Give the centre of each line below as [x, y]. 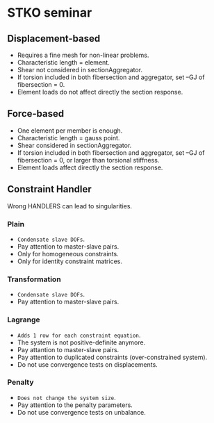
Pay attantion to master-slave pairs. [68, 349]
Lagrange [24, 320]
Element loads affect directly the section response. [90, 167]
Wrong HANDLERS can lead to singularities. [70, 206]
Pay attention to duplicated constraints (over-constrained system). [112, 357]
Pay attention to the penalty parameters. [75, 405]
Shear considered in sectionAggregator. [74, 145]
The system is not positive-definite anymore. [81, 342]
